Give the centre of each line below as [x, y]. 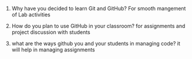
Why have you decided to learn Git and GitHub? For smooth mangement [99, 8]
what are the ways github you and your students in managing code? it [96, 44]
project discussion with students [51, 32]
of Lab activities [31, 15]
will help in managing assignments [53, 50]
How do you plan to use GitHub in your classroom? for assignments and [98, 26]
